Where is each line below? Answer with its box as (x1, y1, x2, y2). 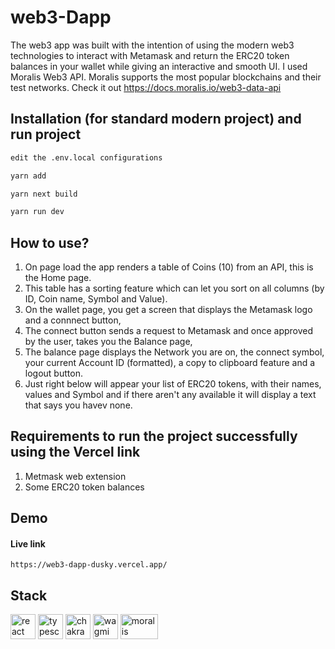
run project (10, 126, 82, 143)
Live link (10, 537, 46, 550)
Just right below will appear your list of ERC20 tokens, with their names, (24, 378, 322, 390)
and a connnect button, (24, 314, 122, 326)
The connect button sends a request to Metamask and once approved (24, 325, 314, 337)
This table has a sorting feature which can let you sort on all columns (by (24, 282, 325, 295)
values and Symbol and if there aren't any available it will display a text (24, 389, 317, 401)
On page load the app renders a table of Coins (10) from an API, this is (24, 261, 314, 273)
